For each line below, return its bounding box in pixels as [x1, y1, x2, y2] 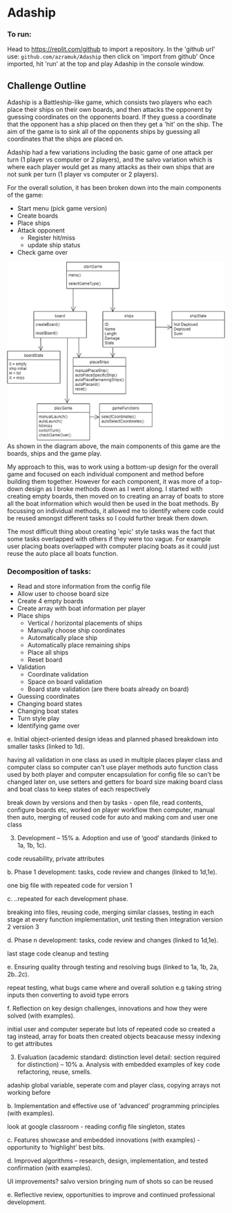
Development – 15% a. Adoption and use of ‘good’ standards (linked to [17, 834, 217, 842]
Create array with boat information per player [17, 604, 146, 612]
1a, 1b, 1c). [17, 841, 47, 850]
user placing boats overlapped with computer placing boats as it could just [7, 542, 220, 550]
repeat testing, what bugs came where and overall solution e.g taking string [7, 984, 222, 992]
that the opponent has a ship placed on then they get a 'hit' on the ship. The [7, 120, 223, 128]
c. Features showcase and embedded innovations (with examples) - [7, 1136, 200, 1144]
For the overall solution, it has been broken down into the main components [7, 184, 222, 192]
